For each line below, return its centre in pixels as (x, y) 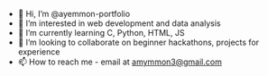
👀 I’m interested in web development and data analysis (119, 23)
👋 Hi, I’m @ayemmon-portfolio (74, 14)
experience (39, 52)
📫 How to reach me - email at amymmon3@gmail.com (120, 62)
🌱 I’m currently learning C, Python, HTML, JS (101, 33)
